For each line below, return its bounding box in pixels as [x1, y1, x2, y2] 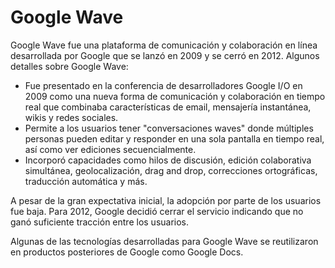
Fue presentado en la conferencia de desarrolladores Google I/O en [24, 79, 303, 91]
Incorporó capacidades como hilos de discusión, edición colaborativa [24, 154, 312, 166]
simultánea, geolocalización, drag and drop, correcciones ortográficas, [24, 164, 318, 176]
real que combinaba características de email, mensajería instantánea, [24, 101, 312, 113]
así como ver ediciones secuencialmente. [24, 143, 197, 155]
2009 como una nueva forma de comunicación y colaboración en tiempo [24, 90, 326, 102]
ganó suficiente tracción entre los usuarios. [10, 216, 190, 228]
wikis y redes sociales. [24, 111, 119, 123]
